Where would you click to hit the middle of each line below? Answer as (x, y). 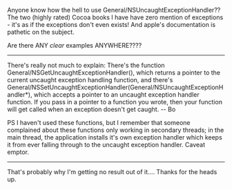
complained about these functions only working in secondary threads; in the (116, 130)
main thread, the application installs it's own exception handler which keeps (115, 137)
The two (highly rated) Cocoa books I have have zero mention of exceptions (115, 17)
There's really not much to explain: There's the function (86, 65)
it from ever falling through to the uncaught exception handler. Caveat (106, 145)
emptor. (18, 152)
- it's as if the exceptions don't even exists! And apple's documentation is (112, 25)
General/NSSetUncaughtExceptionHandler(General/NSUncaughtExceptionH (115, 87)
